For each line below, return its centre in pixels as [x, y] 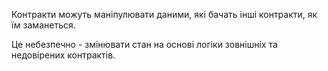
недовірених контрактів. [63, 55]
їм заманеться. [43, 25]
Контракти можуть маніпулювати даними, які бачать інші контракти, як [164, 14]
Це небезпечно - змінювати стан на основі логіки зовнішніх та [144, 44]
